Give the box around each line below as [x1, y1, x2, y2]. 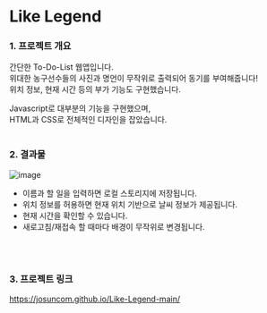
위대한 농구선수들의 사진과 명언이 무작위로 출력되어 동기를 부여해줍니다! [9, 73, 258, 84]
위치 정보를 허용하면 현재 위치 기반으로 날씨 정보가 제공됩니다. [22, 199, 238, 209]
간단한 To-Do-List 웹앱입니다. [9, 62, 114, 72]
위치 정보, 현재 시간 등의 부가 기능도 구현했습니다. [9, 84, 182, 95]
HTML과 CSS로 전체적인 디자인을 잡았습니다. [9, 114, 168, 125]
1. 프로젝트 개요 [9, 40, 72, 53]
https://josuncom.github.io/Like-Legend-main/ [9, 293, 181, 305]
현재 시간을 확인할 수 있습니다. [22, 210, 128, 221]
